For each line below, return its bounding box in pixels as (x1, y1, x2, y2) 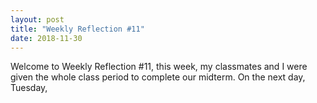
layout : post (10, 14, 65, 25)
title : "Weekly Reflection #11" (10, 24, 145, 34)
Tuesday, (10, 82, 48, 94)
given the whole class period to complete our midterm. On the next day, (10, 71, 306, 83)
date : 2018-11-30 (10, 33, 83, 43)
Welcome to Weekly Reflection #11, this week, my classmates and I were (10, 61, 308, 73)
